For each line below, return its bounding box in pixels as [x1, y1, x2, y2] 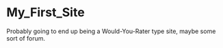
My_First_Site [6, 5, 85, 20]
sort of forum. [6, 34, 46, 42]
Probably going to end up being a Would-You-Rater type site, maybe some [6, 27, 216, 35]
